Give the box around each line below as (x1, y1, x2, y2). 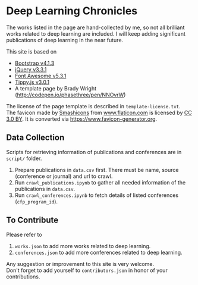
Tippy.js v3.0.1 (14, 79, 49, 86)
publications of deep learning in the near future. (6, 36, 124, 43)
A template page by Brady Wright (14, 84, 97, 92)
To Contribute (6, 215, 59, 226)
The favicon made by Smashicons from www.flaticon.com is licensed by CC (6, 109, 192, 116)
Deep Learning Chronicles (6, 4, 138, 18)
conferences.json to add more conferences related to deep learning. (14, 249, 183, 256)
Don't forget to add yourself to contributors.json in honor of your (6, 267, 168, 274)
